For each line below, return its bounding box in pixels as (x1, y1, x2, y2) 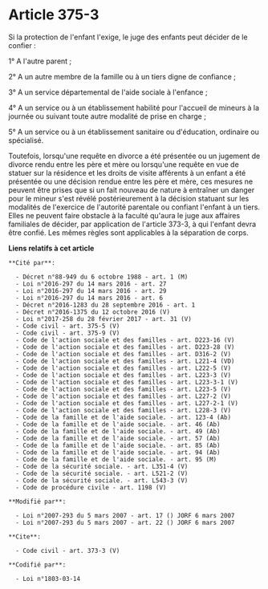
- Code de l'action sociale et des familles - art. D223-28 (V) (15, 343, 235, 351)
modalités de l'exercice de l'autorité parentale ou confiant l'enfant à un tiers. (8, 202, 261, 212)
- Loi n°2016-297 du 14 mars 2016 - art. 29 (15, 286, 167, 294)
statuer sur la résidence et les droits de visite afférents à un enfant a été (8, 168, 246, 177)
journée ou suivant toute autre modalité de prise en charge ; (8, 111, 207, 121)
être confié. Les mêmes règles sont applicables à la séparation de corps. (8, 227, 249, 238)
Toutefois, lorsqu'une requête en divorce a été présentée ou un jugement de (8, 151, 261, 160)
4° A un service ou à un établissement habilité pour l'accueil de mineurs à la (8, 103, 259, 112)
